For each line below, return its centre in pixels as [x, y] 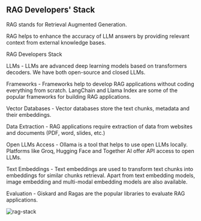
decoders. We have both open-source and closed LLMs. [76, 72]
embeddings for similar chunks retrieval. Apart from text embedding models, [100, 175]
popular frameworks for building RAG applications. [69, 96]
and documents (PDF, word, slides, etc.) [56, 132]
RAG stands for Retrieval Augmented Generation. [67, 24]
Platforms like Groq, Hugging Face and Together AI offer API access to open [100, 151]
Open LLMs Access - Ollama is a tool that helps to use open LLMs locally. [97, 145]
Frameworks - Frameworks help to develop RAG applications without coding [100, 84]
